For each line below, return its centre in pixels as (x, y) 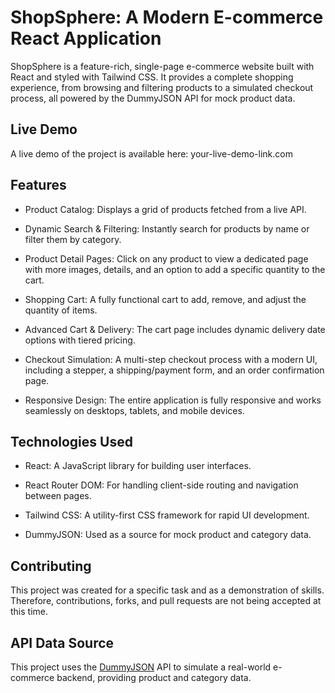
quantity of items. (61, 310)
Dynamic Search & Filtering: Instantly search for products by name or (167, 228)
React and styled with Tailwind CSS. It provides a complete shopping (152, 77)
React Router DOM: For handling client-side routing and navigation (161, 485)
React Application (86, 38)
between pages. (58, 496)
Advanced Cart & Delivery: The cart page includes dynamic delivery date (175, 329)
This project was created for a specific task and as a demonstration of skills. (167, 590)
